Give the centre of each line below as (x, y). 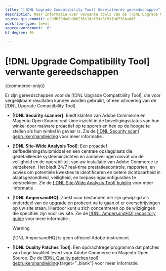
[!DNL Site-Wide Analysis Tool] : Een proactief (60, 146)
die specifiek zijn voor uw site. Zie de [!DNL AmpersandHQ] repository (84, 213)
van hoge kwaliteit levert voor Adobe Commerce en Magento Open (81, 252)
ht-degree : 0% (20, 33)
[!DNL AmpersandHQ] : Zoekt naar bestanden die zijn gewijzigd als (81, 197)
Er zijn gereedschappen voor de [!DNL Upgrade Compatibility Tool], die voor (83, 95)
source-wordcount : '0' (28, 28)
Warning (21, 228)
